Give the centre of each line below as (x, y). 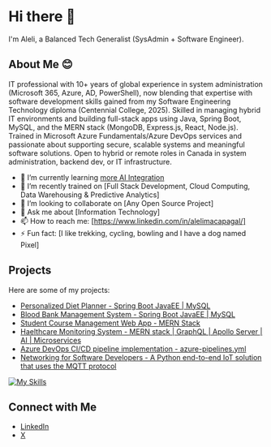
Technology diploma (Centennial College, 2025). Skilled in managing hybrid (135, 110)
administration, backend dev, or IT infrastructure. (90, 161)
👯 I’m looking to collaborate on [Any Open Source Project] (117, 203)
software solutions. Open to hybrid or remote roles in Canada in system (128, 153)
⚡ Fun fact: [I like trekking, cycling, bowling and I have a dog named (133, 233)
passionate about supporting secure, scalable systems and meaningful (127, 144)
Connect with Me (53, 407)
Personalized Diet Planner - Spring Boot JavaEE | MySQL (115, 305)
